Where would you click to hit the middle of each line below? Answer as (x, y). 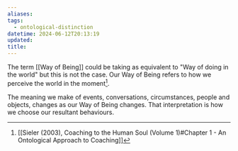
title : (17, 47)
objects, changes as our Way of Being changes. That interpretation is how (115, 104)
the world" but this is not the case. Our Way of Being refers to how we (109, 74)
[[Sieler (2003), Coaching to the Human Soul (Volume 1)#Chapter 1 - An (122, 133)
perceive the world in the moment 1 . (58, 83)
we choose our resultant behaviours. (61, 112)
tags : (15, 21)
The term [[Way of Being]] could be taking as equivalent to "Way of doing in (118, 67)
